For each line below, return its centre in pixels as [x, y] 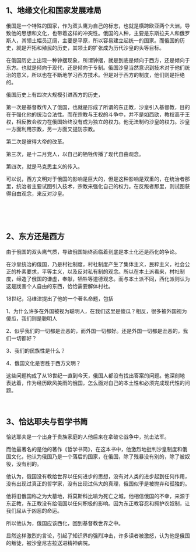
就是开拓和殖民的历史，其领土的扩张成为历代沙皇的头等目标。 [90, 47]
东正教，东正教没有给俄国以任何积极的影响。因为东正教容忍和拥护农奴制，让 [98, 503]
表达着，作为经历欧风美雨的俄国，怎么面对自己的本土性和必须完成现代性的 [95, 383]
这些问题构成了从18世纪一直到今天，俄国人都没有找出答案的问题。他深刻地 [96, 375]
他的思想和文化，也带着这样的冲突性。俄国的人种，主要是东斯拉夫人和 [95, 33]
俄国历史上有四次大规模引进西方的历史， [55, 94]
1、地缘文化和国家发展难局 [54, 11]
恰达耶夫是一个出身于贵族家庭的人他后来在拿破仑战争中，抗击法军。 [88, 437]
